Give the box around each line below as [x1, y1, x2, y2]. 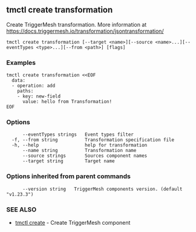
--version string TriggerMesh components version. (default [22, 186, 183, 192]
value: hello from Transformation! [22, 99, 113, 105]
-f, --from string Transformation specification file [11, 137, 174, 143]
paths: [17, 88, 34, 94]
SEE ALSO [6, 205, 37, 214]
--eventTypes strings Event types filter [22, 131, 134, 138]
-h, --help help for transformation [11, 142, 148, 148]
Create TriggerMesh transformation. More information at [6, 21, 147, 28]
